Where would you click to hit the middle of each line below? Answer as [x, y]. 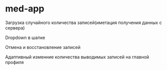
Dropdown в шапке [25, 37]
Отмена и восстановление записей [43, 47]
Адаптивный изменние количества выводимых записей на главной [77, 57]
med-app [25, 9]
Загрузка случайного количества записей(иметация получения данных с [83, 22]
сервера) [15, 27]
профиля [14, 62]
